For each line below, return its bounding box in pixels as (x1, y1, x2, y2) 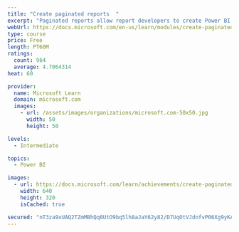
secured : (7, 213, 33, 221)
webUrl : (7, 23, 31, 31)
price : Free (7, 37, 43, 44)
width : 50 (26, 116, 55, 123)
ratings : (7, 51, 33, 58)
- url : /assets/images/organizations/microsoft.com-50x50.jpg (20, 110, 208, 117)
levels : (7, 135, 31, 142)
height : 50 (26, 122, 59, 130)
